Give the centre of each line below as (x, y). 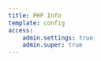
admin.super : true (52, 45)
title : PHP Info (35, 15)
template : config (37, 23)
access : (21, 30)
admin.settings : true (58, 38)
